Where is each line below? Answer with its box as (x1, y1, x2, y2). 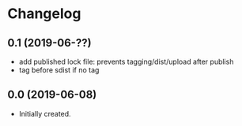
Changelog (7, 5, 81, 23)
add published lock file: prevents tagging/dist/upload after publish (18, 57, 234, 66)
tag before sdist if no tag (18, 65, 100, 75)
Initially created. (18, 109, 72, 118)
